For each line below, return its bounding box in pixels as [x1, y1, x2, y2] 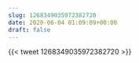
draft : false [8, 26, 51, 33]
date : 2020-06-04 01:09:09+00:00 [8, 19, 118, 26]
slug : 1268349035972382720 [8, 11, 97, 19]
